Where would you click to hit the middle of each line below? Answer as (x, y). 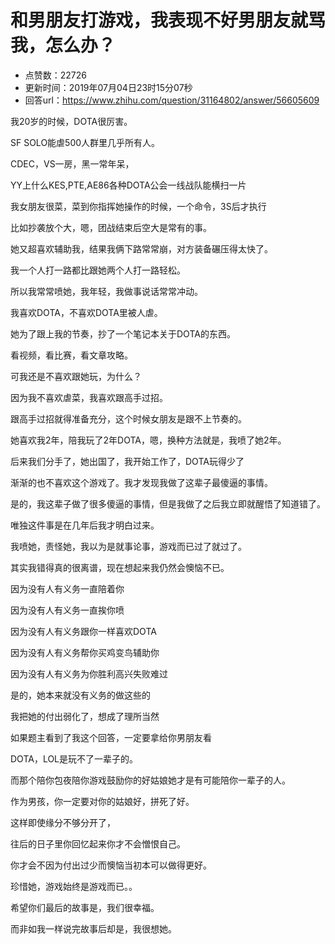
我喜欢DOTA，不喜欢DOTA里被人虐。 (86, 312)
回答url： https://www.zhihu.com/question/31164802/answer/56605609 (172, 100)
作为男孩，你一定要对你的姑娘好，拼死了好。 (102, 801)
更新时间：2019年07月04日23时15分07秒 (108, 87)
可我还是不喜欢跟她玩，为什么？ (76, 376)
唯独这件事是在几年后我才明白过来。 (85, 525)
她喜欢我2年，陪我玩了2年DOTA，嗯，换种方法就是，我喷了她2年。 (148, 440)
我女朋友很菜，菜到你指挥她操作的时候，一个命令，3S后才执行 (138, 206)
